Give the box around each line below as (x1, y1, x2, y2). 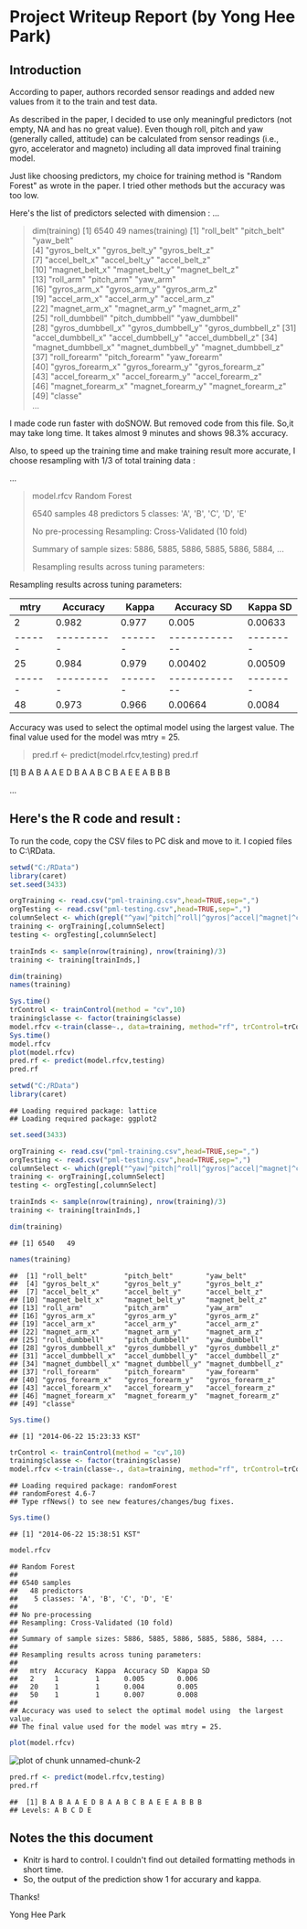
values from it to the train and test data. (9, 96, 158, 107)
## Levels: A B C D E (9, 1806, 92, 1815)
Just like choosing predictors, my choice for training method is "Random (9, 171, 281, 181)
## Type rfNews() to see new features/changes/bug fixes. (9, 1497, 235, 1507)
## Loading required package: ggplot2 (9, 1114, 157, 1124)
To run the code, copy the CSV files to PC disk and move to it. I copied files (9, 835, 292, 847)
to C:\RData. (9, 845, 56, 856)
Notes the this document (9, 1830, 153, 1846)
